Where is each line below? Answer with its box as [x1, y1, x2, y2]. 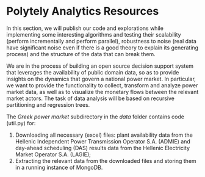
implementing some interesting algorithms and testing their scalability [6, 31, 181, 38]
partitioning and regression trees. [6, 101, 90, 108]
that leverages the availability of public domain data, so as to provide [6, 68, 179, 76]
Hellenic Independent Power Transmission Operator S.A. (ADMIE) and [15, 137, 190, 145]
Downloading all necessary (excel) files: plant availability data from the [15, 131, 193, 139]
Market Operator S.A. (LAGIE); [15, 151, 92, 158]
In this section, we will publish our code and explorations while [6, 24, 164, 32]
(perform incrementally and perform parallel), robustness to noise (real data [6, 37, 197, 45]
